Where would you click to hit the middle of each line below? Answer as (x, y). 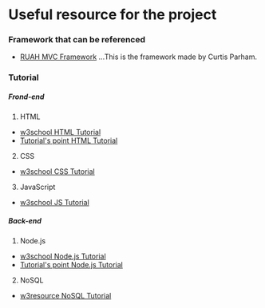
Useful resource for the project (113, 15)
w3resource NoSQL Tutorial (65, 296)
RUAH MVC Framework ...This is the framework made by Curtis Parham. (138, 57)
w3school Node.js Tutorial (63, 256)
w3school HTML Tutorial (60, 132)
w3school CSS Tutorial (57, 172)
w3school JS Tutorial (54, 203)
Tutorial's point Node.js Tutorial (71, 265)
